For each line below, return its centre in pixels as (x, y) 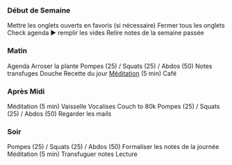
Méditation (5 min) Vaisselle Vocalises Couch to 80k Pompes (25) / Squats (114, 106)
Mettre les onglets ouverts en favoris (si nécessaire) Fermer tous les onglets (116, 26)
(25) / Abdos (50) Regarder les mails (59, 114)
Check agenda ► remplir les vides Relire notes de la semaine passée (106, 33)
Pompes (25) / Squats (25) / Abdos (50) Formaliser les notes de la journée (113, 147)
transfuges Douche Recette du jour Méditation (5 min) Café (92, 73)
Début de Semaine (39, 10)
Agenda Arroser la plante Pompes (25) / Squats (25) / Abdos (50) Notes (110, 66)
